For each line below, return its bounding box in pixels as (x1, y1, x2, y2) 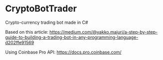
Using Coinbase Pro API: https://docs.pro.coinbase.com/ (5, 49, 122, 55)
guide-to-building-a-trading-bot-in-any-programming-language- (5, 34, 139, 40)
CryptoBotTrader (5, 3, 77, 14)
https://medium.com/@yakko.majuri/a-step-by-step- (49, 29, 158, 35)
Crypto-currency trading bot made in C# (5, 19, 88, 25)
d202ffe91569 (5, 39, 34, 45)
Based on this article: (5, 29, 49, 35)
